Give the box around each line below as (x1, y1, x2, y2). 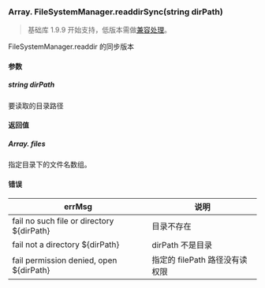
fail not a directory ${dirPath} (12, 239, 120, 250)
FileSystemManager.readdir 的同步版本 (8, 42, 135, 51)
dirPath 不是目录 (151, 239, 213, 250)
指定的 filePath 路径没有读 (151, 254, 248, 265)
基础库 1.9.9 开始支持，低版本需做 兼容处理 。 (27, 25, 172, 35)
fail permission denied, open (12, 255, 118, 266)
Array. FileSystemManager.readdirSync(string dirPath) (8, 6, 223, 17)
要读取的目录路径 (8, 101, 64, 110)
